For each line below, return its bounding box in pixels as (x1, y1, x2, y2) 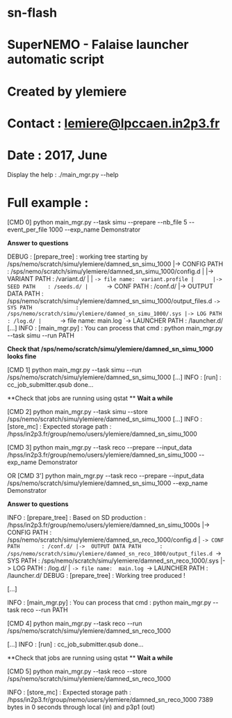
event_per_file (7, 225, 47, 234)
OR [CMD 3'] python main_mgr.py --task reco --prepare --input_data (7, 471, 205, 480)
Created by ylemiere (7, 84, 127, 99)
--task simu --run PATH (7, 331, 75, 339)
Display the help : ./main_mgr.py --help (7, 170, 119, 178)
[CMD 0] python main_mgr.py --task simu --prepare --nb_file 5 (7, 217, 188, 226)
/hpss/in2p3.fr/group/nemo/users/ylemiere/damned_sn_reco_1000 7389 (7, 695, 213, 703)
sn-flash (7, 5, 58, 21)
